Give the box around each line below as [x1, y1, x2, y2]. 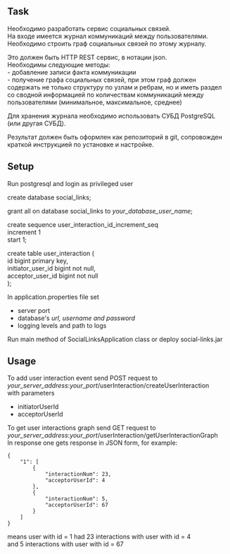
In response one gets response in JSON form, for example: [7, 438, 178, 447]
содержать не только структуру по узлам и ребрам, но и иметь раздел [7, 82, 222, 91]
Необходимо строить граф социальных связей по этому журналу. [7, 39, 207, 48]
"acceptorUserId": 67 [44, 502, 109, 509]
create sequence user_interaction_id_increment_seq [7, 220, 158, 228]
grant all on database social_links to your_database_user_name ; [7, 207, 193, 215]
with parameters [7, 389, 55, 398]
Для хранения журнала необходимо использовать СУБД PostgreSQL [7, 111, 216, 120]
